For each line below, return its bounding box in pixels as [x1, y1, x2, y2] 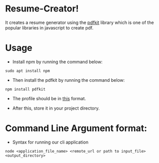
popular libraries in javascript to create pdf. [5, 24, 94, 30]
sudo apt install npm [5, 68, 50, 73]
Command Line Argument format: [5, 123, 148, 134]
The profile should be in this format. [12, 95, 86, 101]
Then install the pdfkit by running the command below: [12, 77, 125, 83]
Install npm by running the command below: [12, 58, 103, 65]
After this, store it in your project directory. [12, 105, 100, 111]
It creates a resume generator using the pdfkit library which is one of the [5, 19, 154, 25]
